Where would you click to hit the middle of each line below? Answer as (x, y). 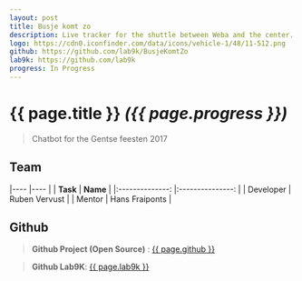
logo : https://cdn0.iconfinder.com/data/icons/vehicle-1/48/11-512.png (147, 43)
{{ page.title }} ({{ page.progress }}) (149, 114)
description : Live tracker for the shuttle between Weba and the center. (152, 35)
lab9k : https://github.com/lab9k (73, 60)
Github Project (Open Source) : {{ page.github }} (123, 249)
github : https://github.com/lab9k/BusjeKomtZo (99, 52)
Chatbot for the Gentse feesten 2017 (99, 138)
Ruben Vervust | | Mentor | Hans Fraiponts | (91, 199)
